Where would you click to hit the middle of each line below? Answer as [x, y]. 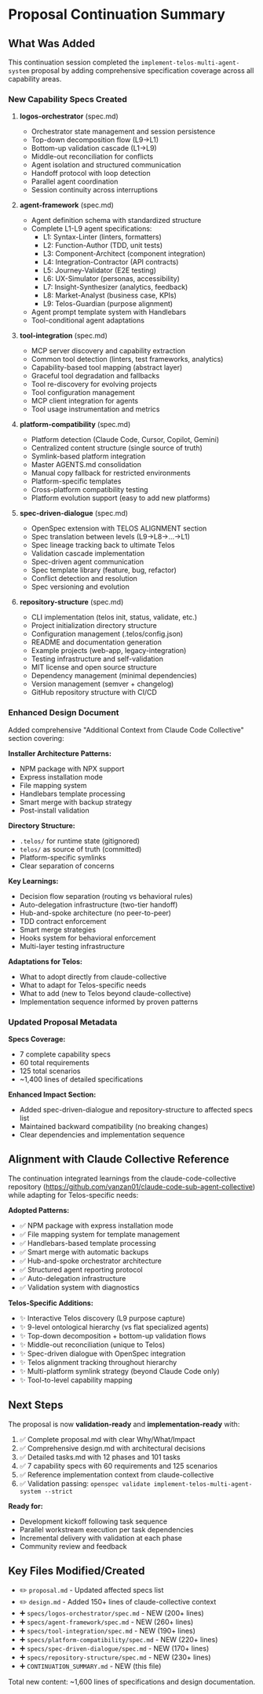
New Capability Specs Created [68, 99]
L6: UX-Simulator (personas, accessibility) [111, 279]
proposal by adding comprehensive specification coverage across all [142, 71]
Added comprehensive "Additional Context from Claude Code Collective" [126, 730]
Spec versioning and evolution [80, 587]
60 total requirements [55, 1062]
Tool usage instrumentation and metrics [95, 409]
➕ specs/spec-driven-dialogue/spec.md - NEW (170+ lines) [114, 1648]
